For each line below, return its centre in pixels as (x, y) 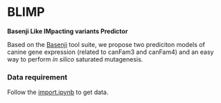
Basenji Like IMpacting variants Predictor (68, 31)
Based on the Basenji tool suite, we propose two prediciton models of (106, 44)
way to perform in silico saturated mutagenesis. (75, 59)
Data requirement (37, 77)
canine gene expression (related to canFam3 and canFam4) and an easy (110, 52)
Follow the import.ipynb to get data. (58, 92)
